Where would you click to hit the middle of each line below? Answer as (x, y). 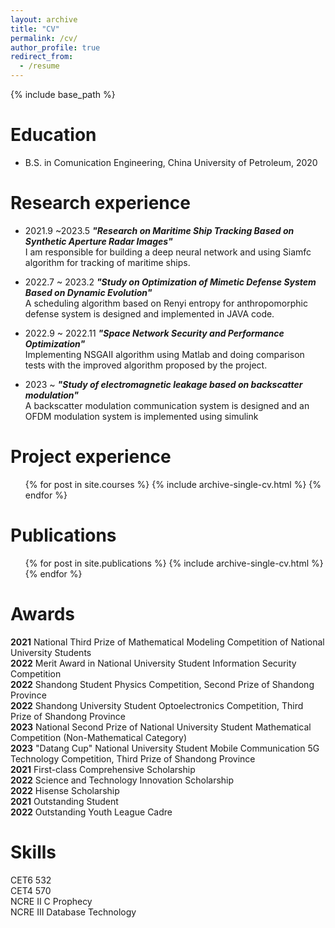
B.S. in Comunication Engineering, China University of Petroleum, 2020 (171, 162)
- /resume (39, 66)
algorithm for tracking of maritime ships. (107, 262)
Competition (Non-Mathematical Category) (99, 737)
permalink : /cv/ (44, 38)
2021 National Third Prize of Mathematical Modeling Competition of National (167, 642)
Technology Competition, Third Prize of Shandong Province (133, 758)
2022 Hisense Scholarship (65, 790)
